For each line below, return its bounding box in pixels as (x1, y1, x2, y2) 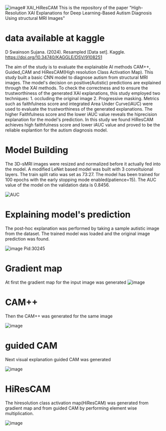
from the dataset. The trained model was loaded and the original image (5, 231, 150, 237)
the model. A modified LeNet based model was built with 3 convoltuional (5, 166, 154, 172)
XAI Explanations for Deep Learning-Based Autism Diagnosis (27, 10, 152, 16)
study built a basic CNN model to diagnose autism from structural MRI (5, 74, 148, 80)
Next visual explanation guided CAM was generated (5, 356, 111, 362)
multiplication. (5, 410, 34, 416)
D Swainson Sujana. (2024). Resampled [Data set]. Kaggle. (5, 49, 125, 55)
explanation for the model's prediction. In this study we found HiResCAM (5, 117, 154, 123)
